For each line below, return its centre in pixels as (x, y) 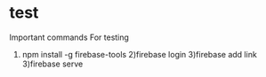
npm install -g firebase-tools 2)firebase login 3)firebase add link (140, 54)
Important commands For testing (69, 37)
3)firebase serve (52, 64)
